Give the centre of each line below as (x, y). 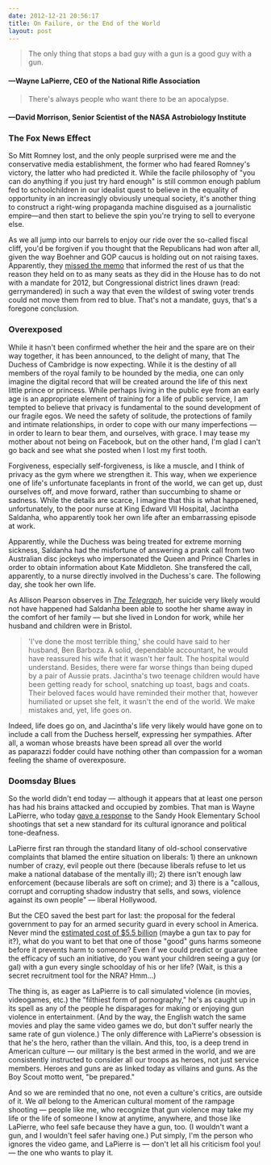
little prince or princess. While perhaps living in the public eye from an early (134, 390)
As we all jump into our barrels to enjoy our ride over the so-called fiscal (128, 240)
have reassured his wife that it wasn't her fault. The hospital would (138, 658)
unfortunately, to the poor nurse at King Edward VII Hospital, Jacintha (124, 509)
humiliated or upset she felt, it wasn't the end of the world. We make (142, 701)
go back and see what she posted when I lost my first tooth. (108, 450)
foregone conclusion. (44, 308)
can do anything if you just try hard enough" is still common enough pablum (134, 182)
